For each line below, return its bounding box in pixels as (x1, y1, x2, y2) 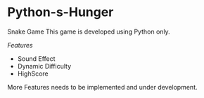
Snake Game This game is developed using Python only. (7, 27, 170, 36)
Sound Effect (17, 54, 56, 63)
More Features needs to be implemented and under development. (7, 83, 198, 91)
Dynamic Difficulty (17, 62, 72, 70)
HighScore (17, 69, 49, 78)
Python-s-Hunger (7, 4, 114, 20)
